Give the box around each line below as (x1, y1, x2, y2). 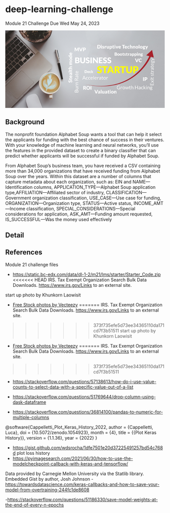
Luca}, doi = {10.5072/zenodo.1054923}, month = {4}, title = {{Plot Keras (5, 429, 157, 436)
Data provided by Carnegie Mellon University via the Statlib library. (5, 471, 144, 477)
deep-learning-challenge (5, 4, 114, 15)
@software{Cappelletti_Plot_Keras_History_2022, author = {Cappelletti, (5, 424, 153, 430)
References (5, 248, 42, 256)
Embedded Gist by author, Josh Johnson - (5, 476, 94, 482)
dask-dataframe (12, 399, 47, 405)
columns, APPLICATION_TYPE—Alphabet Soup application (33, 184, 156, 190)
